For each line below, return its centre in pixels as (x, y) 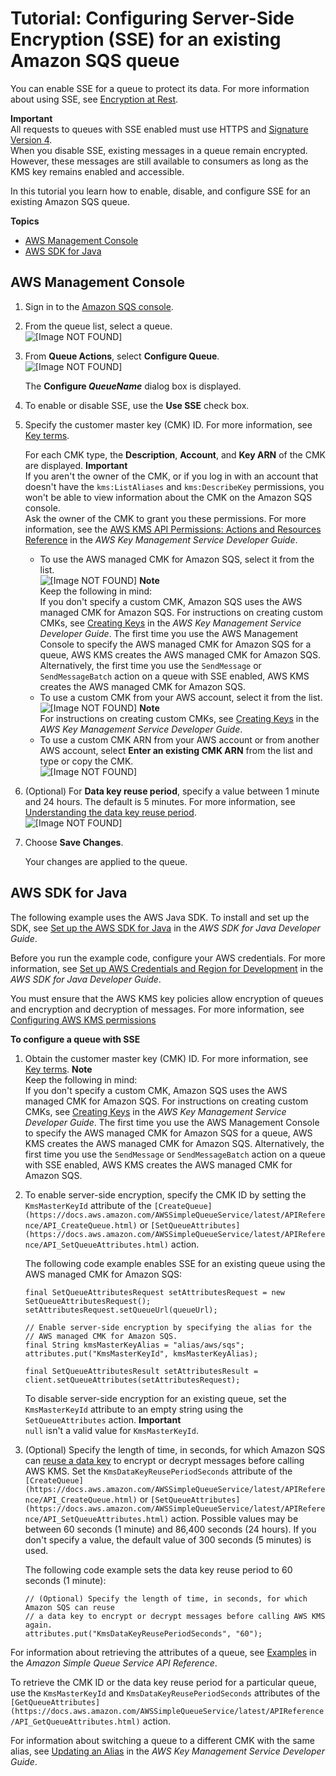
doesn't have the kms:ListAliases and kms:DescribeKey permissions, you (174, 486)
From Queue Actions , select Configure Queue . (122, 356)
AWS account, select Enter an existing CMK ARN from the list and (176, 750)
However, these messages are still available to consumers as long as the (159, 161)
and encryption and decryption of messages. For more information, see (157, 1009)
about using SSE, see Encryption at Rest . (94, 99)
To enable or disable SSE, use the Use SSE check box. (137, 405)
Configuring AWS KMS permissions (83, 1019)
